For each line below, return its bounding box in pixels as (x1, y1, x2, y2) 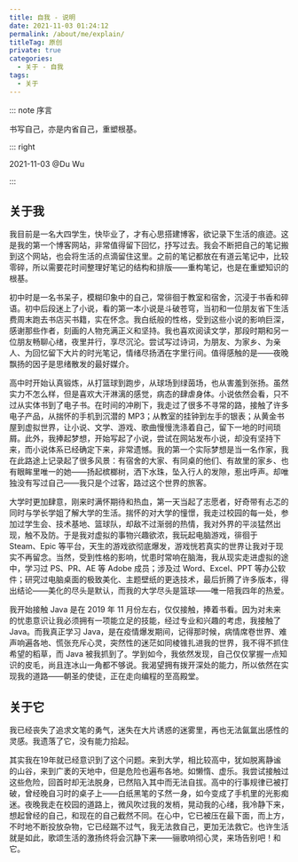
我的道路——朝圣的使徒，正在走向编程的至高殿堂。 (16, 671, 204, 682)
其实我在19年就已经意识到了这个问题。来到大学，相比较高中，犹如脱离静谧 (9, 754, 282, 765)
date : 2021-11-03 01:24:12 (9, 21, 109, 30)
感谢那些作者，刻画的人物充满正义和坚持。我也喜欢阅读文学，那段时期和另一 (9, 325, 289, 336)
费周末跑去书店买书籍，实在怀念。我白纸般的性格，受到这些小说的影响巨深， (9, 315, 289, 325)
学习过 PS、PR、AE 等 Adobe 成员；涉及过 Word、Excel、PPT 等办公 (24, 563, 278, 574)
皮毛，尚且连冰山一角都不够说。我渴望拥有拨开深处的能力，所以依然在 (24, 659, 281, 671)
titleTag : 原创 (9, 37, 63, 47)
